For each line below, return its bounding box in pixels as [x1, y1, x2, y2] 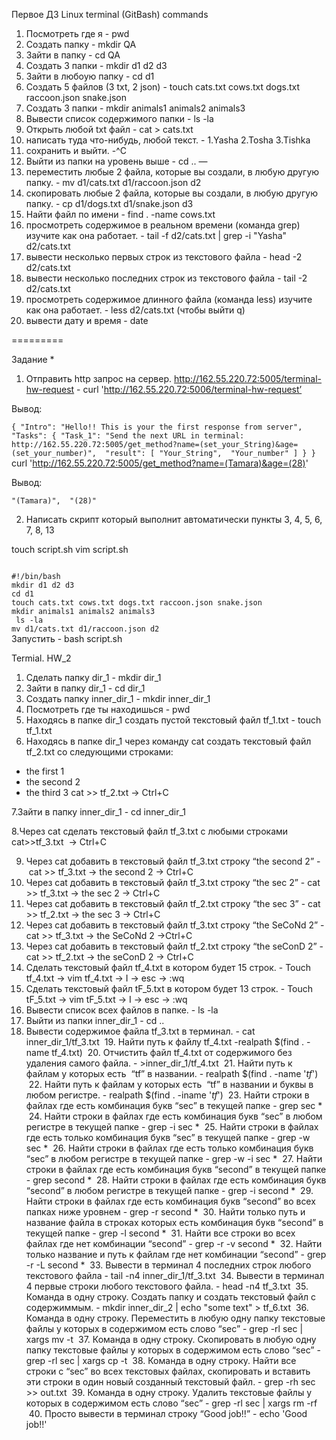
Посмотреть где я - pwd [25, 28, 130, 39]
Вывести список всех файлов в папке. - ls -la [25, 1004, 219, 1016]
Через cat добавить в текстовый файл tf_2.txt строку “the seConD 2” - [25, 940, 324, 952]
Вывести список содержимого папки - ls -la [25, 113, 214, 124]
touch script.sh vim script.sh [11, 544, 129, 555]
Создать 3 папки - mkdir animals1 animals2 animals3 [25, 102, 246, 114]
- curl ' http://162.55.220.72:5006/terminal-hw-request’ [76, 384, 303, 395]
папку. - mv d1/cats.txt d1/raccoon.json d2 [25, 177, 202, 188]
